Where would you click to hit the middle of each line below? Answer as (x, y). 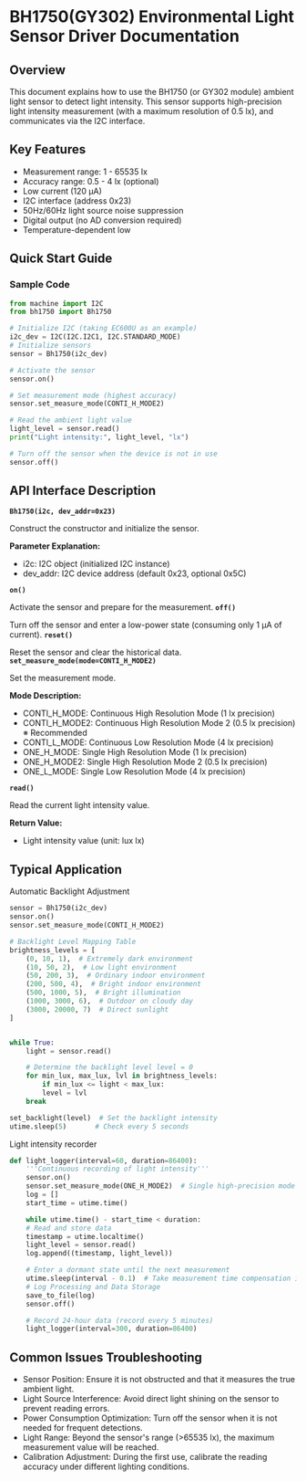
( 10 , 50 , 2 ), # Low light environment (102, 967)
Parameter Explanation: (55, 546)
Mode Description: (46, 696)
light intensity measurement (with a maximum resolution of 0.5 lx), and (142, 111)
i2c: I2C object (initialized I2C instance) (96, 564)
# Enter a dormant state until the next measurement (128, 1270)
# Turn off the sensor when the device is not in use (114, 454)
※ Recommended (55, 733)
